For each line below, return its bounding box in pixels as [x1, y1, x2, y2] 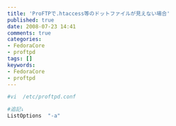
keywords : [7, 62, 36, 69]
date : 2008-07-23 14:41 [7, 23, 77, 30]
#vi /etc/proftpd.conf [7, 93, 77, 100]
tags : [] [7, 55, 33, 62]
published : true [7, 17, 54, 24]
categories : [7, 36, 42, 43]
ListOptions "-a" [7, 112, 61, 120]
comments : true [7, 29, 51, 37]
